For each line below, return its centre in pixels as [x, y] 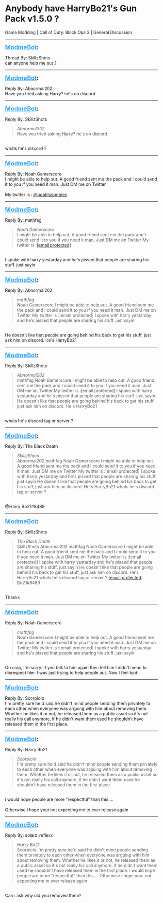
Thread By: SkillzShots [28, 58]
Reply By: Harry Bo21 [26, 749]
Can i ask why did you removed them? [43, 895]
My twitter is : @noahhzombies [36, 195]
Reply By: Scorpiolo [25, 698]
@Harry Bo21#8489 [25, 506]
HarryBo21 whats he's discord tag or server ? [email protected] [80, 577]
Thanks [13, 597]
